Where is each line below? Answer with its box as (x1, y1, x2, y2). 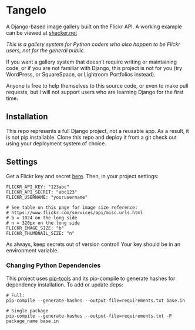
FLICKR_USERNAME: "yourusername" (6, 194, 88, 200)
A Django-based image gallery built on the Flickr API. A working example (6, 23, 182, 30)
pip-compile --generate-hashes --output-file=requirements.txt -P (6, 313, 172, 319)
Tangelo (6, 4, 47, 17)
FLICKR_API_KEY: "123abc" (6, 184, 69, 190)
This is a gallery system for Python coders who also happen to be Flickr (6, 41, 181, 48)
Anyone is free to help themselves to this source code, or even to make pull (6, 82, 189, 89)
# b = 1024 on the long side (6, 215, 78, 221)
